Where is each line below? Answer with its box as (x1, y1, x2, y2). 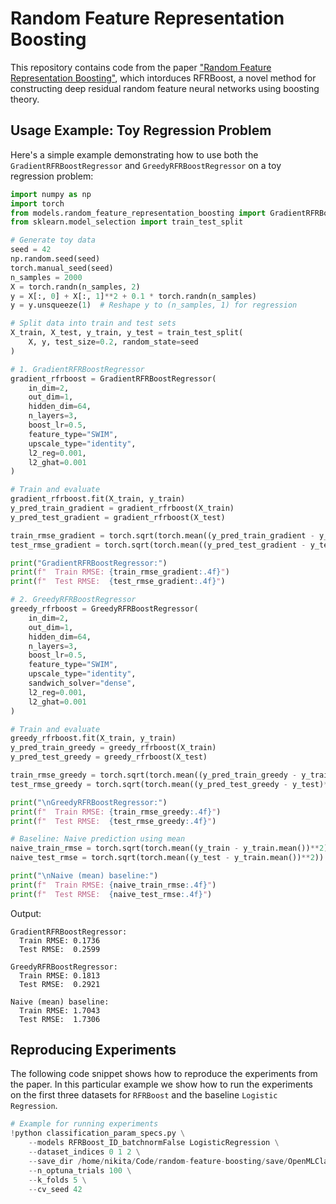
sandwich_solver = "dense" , (28, 678, 137, 688)
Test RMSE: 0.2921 (19, 979, 101, 989)
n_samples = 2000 (10, 272, 83, 282)
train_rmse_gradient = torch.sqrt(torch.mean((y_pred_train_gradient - (10, 530, 315, 541)
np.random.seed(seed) (10, 254, 101, 264)
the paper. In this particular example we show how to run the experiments (10, 1078, 313, 1091)
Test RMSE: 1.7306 (19, 1014, 101, 1024)
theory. (10, 93, 40, 105)
